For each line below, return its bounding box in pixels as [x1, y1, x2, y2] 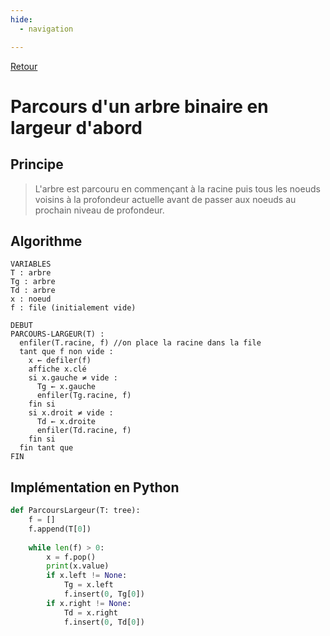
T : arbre [10, 268, 52, 278]
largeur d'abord [10, 116, 143, 139]
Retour [10, 60, 38, 72]
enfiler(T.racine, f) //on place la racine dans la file [19, 338, 262, 348]
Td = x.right [63, 607, 118, 618]
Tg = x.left [63, 580, 114, 590]
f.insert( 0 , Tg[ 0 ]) [63, 589, 145, 599]
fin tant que [19, 443, 74, 453]
